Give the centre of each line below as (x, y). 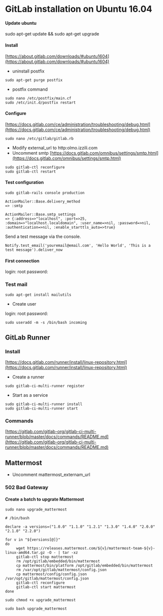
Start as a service (30, 395)
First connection (22, 261)
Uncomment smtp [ (32, 153)
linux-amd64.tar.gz (25, 553)
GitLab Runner (28, 337)
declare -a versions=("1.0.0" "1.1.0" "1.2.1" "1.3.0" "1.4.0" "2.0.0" (80, 527)
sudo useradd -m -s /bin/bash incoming (46, 322)
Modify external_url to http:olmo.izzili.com (55, 148)
